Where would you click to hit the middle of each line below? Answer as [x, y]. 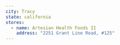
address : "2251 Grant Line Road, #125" [66, 33]
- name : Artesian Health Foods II [53, 28]
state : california [28, 17]
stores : [15, 22]
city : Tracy [20, 11]
